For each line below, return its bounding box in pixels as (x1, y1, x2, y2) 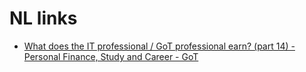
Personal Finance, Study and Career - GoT (23, 50, 199, 62)
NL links (9, 7, 78, 30)
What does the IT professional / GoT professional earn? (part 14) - (23, 40, 296, 52)
